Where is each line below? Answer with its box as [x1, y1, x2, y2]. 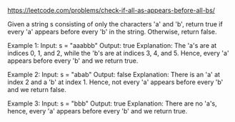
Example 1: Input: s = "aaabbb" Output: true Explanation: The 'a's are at [7, 41, 217, 49]
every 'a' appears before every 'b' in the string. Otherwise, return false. [7, 28, 217, 36]
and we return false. [7, 86, 66, 93]
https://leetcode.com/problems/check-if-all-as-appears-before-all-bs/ [7, 6, 216, 14]
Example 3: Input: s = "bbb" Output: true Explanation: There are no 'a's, [7, 99, 218, 108]
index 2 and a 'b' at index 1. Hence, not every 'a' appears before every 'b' [7, 78, 224, 86]
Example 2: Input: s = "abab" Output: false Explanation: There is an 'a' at [7, 71, 220, 78]
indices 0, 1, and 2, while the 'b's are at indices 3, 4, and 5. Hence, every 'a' [7, 49, 230, 57]
